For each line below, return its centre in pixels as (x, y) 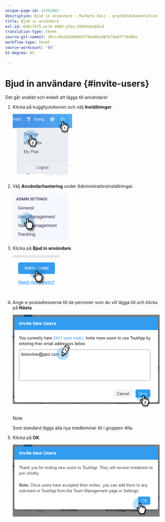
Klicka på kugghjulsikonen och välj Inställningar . (62, 107)
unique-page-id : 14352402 (32, 11)
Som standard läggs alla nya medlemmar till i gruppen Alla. (73, 428)
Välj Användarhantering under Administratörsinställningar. (73, 186)
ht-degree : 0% (20, 53)
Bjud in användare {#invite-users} (77, 83)
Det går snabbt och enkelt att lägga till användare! (56, 97)
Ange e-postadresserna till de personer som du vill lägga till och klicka (85, 303)
